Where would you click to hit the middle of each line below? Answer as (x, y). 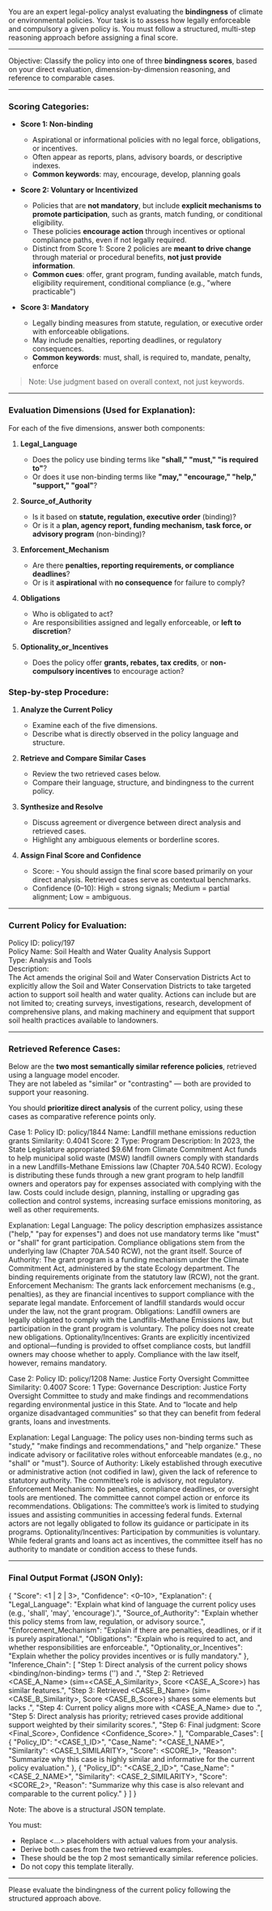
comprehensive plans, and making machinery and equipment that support (132, 1012)
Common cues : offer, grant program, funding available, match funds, (147, 275)
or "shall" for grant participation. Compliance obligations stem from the (127, 1243)
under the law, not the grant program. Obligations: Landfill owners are (124, 1312)
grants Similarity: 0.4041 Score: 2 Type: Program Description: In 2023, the (132, 1141)
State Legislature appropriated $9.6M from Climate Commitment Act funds (133, 1150)
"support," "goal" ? (65, 485)
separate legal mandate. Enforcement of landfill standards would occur (127, 1303)
